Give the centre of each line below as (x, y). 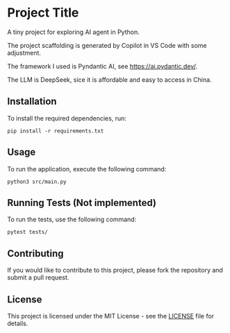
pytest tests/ (28, 232)
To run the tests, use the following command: (72, 219)
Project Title (43, 13)
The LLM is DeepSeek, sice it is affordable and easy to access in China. (109, 79)
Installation (32, 102)
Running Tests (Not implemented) (82, 203)
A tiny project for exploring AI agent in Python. (74, 32)
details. (18, 323)
